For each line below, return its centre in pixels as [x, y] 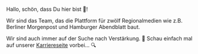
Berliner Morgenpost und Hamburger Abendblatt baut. [73, 27]
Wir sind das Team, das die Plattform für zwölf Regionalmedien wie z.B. [94, 20]
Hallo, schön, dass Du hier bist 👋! [47, 9]
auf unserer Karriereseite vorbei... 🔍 [51, 45]
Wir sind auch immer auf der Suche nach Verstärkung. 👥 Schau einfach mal [100, 38]
